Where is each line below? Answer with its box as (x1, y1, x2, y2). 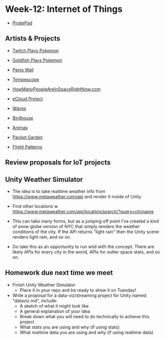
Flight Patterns (12, 144, 43, 150)
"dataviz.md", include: (12, 297, 58, 304)
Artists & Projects (5, 34, 60, 43)
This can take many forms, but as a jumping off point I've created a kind (12, 218, 160, 224)
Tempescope (12, 76, 40, 83)
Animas (12, 124, 28, 130)
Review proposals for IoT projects (5, 158, 111, 167)
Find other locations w (12, 203, 58, 209)
